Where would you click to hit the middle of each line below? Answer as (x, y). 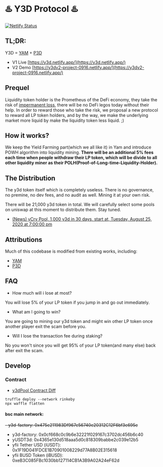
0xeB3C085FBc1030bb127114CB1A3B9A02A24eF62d (66, 460)
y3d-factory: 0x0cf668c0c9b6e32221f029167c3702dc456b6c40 (78, 434)
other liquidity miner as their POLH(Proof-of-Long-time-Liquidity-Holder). (81, 163)
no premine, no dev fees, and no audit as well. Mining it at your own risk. (78, 195)
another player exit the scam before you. (46, 326)
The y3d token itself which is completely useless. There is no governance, (80, 190)
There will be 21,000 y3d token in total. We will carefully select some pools (80, 205)
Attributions (24, 239)
